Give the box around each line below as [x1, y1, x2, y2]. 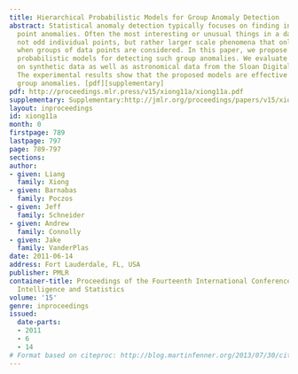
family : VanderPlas [17, 244, 90, 253]
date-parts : [17, 318, 62, 327]
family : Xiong [17, 178, 69, 187]
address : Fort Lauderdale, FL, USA [9, 261, 141, 269]
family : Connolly [17, 227, 82, 236]
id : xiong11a [9, 112, 58, 121]
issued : [9, 309, 38, 319]
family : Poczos [17, 194, 74, 204]
